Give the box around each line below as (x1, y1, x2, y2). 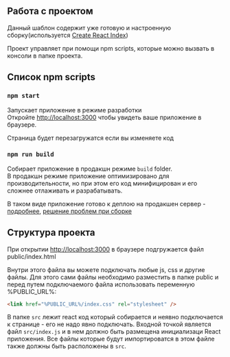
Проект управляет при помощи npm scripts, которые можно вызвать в (7, 44, 215, 52)
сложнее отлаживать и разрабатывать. (7, 186, 123, 195)
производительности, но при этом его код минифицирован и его (7, 179, 198, 187)
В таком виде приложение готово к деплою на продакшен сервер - (7, 199, 206, 208)
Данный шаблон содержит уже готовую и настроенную (7, 23, 172, 32)
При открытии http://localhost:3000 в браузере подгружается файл (7, 245, 204, 253)
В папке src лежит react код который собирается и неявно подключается (7, 313, 223, 321)
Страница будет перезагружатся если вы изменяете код (7, 134, 174, 142)
